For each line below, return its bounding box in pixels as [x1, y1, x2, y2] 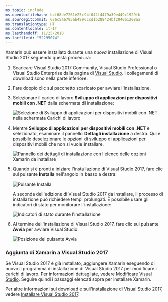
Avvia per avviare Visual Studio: [12, 226, 79, 232]
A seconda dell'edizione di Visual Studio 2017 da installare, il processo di [12, 191, 163, 197]
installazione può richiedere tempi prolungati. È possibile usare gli [12, 196, 149, 202]
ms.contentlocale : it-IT [5, 26, 57, 31]
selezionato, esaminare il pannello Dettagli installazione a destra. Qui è [12, 130, 161, 136]
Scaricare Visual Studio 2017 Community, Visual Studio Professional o [12, 64, 157, 71]
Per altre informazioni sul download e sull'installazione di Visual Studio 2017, [5, 286, 163, 292]
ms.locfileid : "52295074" [5, 36, 59, 41]
